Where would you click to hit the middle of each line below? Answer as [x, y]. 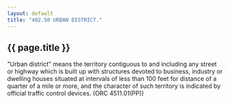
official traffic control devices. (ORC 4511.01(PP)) [76, 93]
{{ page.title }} [39, 48]
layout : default [30, 13]
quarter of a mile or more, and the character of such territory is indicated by [114, 86]
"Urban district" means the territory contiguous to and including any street [112, 64]
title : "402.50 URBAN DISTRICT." [55, 20]
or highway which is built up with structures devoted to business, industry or [115, 71]
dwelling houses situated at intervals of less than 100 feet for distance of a [112, 79]
